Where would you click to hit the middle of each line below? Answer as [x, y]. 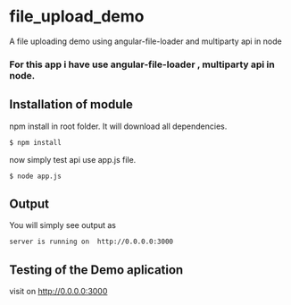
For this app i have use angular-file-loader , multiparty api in [142, 64]
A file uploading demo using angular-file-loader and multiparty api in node [146, 41]
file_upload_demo [77, 17]
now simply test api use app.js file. [73, 159]
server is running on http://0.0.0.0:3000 [91, 242]
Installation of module [71, 105]
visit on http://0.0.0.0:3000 [58, 291]
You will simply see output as [63, 225]
